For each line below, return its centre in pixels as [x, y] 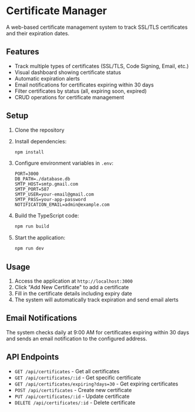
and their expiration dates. [38, 33]
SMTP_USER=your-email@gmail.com [54, 195]
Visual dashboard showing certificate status [68, 72]
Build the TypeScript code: [47, 216]
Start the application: [40, 238]
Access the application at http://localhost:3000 [74, 281]
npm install [29, 152]
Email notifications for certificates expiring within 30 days [84, 85]
